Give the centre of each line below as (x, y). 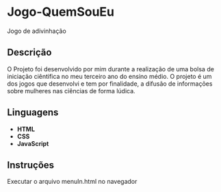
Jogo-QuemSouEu (61, 12)
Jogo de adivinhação (37, 31)
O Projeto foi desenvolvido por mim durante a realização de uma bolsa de (110, 69)
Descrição (29, 52)
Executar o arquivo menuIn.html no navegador (72, 182)
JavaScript (33, 143)
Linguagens (33, 113)
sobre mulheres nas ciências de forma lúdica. (71, 91)
